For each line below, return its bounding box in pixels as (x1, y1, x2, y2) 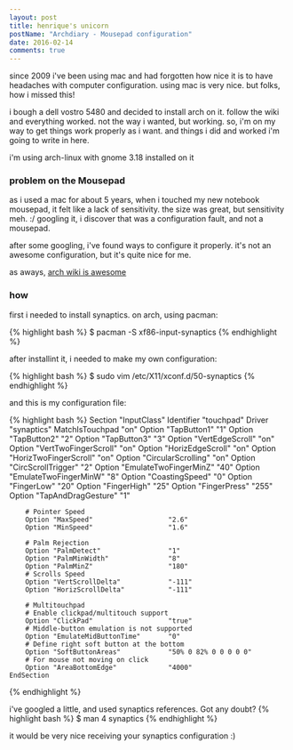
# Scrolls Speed (25, 569, 86, 578)
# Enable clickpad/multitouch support (25, 609, 169, 617)
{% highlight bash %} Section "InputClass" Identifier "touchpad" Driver (9, 415, 269, 425)
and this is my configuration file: (9, 397, 127, 407)
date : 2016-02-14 (9, 37, 74, 47)
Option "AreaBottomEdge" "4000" (25, 663, 193, 672)
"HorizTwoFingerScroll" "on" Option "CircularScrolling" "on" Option (9, 452, 256, 463)
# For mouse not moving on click (25, 655, 149, 664)
